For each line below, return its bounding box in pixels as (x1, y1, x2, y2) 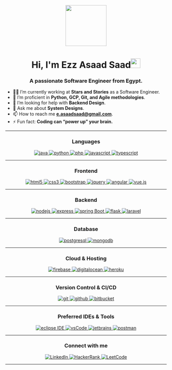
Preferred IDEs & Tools (57, 313, 115, 320)
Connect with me (64, 342, 108, 350)
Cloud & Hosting (65, 255, 107, 262)
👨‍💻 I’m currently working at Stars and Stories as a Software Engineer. (12, 89, 160, 95)
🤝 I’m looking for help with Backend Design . (12, 100, 106, 106)
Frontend (74, 167, 98, 174)
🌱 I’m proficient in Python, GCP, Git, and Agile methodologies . (12, 95, 145, 101)
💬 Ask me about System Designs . (12, 105, 84, 111)
